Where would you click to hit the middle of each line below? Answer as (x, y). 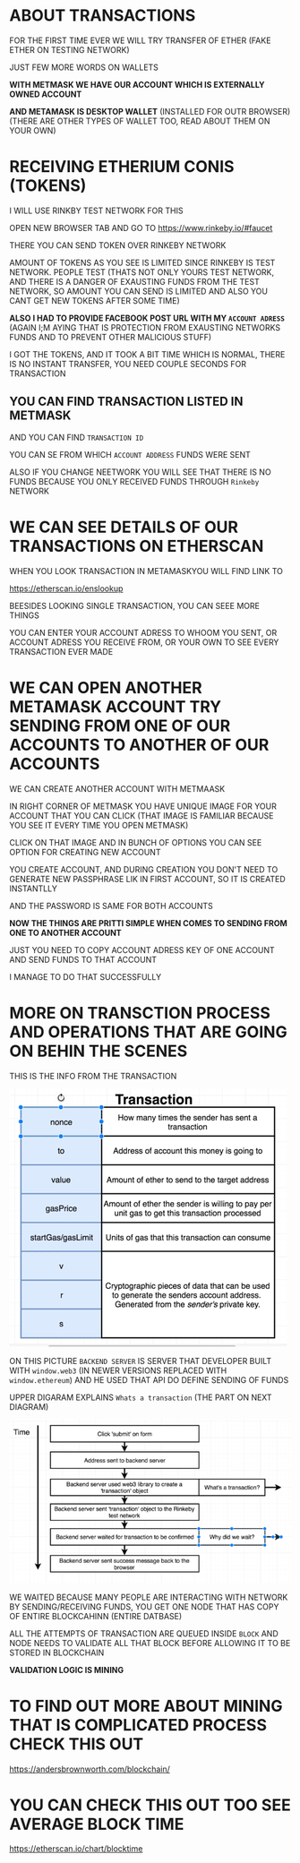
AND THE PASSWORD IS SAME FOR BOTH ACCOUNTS (111, 906)
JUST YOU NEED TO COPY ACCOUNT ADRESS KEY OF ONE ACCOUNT (142, 949)
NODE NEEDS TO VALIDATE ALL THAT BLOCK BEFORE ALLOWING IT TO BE (150, 1643)
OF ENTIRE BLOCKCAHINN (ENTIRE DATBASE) (96, 1616)
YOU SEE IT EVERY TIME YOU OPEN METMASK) (99, 825)
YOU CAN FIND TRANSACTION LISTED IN (126, 402)
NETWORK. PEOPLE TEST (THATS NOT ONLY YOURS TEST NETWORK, (142, 272)
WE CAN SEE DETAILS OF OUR (124, 527)
